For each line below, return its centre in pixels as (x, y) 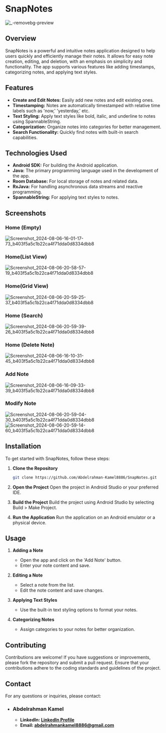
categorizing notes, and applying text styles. (51, 72)
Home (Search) (24, 315)
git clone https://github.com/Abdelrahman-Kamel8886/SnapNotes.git (85, 477)
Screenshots (26, 213)
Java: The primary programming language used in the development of (85, 171)
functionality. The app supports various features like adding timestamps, (80, 66)
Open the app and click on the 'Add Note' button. (71, 560)
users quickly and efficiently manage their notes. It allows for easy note (79, 56)
